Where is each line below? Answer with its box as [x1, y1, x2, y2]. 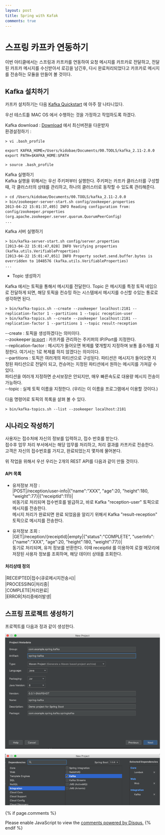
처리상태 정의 [5, 563, 30, 569]
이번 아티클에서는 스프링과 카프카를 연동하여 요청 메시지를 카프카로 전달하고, [5, 59, 151, 65]
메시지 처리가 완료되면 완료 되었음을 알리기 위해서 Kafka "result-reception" [12, 512, 158, 517]
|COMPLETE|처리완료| [5, 588, 49, 594]
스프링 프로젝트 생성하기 [5, 609, 74, 618]
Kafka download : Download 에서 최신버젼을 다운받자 [5, 122, 110, 128]
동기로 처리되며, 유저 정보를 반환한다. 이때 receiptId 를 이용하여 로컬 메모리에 [12, 545, 160, 551]
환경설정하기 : [5, 128, 32, 134]
